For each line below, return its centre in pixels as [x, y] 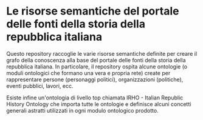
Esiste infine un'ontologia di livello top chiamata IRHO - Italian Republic [95, 98]
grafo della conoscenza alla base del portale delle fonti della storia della [96, 60]
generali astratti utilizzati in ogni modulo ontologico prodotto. [83, 110]
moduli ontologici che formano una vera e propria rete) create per [88, 73]
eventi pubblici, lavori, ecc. [40, 85]
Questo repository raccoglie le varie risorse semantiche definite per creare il [102, 53]
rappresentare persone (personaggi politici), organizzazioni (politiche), [95, 79]
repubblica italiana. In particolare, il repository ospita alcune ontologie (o [97, 66]
